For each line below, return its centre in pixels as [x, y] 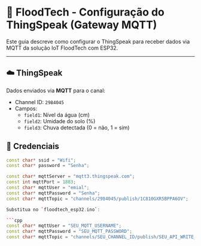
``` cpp [14, 220]
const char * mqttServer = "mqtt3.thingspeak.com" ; [71, 177]
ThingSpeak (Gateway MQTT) [82, 25]
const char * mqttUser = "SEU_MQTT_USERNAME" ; [64, 226]
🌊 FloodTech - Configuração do [85, 12]
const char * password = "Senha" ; [48, 166]
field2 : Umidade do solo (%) [60, 121]
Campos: [26, 108]
